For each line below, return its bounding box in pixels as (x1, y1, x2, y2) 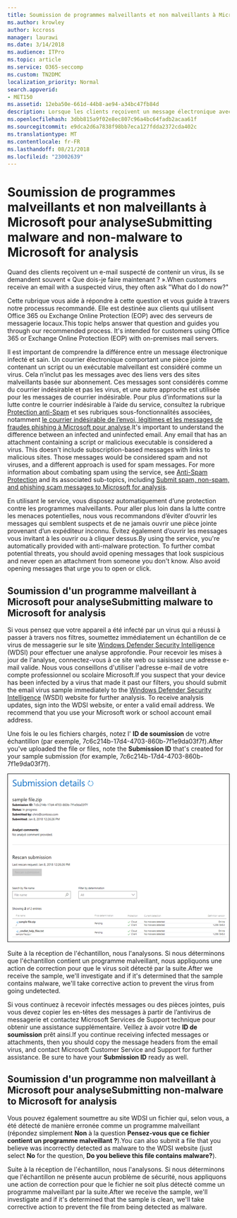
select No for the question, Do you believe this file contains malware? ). (7, 1152, 217, 1160)
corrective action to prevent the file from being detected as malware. (7, 1202, 207, 1212)
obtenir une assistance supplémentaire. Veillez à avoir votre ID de (7, 1022, 197, 1031)
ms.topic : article (7, 57, 61, 64)
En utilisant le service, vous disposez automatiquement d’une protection (7, 497, 217, 505)
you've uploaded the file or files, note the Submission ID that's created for (7, 744, 224, 753)
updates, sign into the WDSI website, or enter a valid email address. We (7, 701, 215, 709)
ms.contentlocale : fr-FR (7, 138, 80, 145)
